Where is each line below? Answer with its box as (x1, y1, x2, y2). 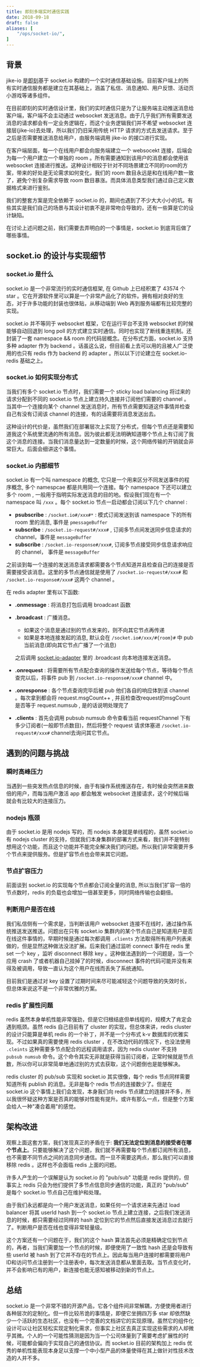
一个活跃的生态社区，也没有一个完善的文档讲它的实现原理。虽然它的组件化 (11, 1317, 194, 1324)
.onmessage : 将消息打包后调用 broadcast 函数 (14, 601, 131, 608)
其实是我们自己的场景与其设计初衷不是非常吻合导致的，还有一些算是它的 (11, 204, 189, 211)
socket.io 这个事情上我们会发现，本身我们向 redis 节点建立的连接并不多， (6, 1088, 186, 1095)
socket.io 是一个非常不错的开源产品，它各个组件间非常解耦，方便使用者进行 (6, 1302, 192, 1309)
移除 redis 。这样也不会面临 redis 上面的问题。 (6, 1161, 120, 1168)
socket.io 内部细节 (6, 461, 60, 470)
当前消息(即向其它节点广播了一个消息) (23, 641, 117, 649)
